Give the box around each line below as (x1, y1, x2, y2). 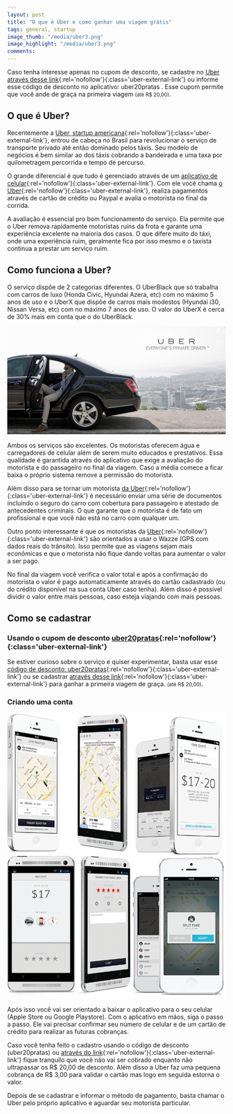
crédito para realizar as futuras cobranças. (7, 1028, 130, 1036)
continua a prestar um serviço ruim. (7, 244, 110, 252)
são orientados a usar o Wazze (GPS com (89, 534, 209, 542)
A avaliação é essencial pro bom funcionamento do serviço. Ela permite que (7, 214, 225, 223)
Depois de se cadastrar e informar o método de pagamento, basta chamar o (7, 1092, 225, 1100)
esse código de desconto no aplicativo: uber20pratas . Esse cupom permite (7, 83, 224, 90)
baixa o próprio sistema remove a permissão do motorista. (7, 470, 174, 479)
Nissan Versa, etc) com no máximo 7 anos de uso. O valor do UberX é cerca (7, 305, 225, 313)
